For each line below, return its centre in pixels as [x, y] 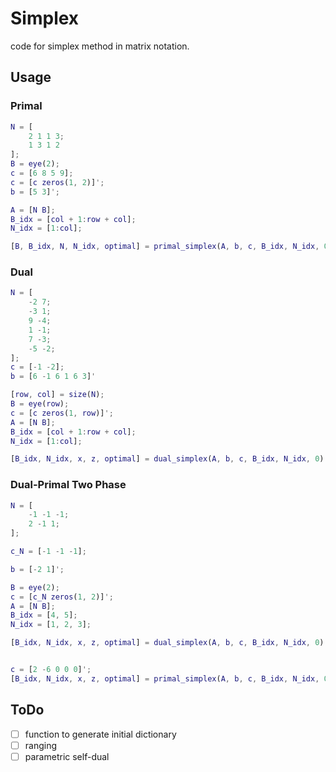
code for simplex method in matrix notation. [100, 46]
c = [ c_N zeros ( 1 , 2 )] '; [62, 597]
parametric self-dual [67, 756]
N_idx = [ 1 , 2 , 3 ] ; [51, 625]
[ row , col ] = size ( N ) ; [57, 395]
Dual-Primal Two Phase [68, 485]
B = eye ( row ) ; [40, 404]
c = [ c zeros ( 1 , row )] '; [62, 413]
